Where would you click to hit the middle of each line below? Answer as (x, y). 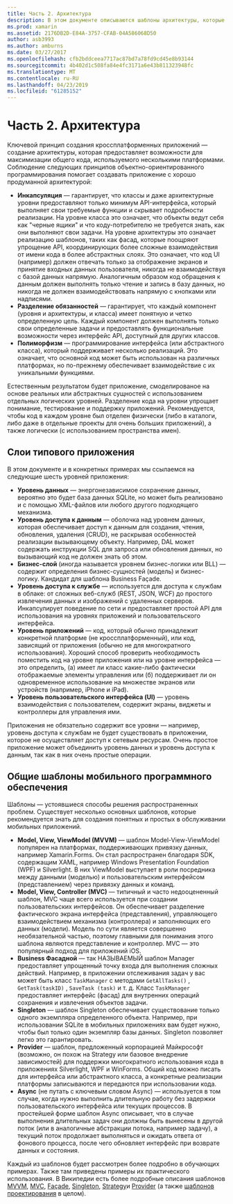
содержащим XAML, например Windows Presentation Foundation (113, 862)
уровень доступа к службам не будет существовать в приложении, (107, 732)
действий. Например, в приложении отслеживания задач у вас (111, 973)
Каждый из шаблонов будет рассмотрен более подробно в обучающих (113, 1164)
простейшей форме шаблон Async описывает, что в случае (105, 1113)
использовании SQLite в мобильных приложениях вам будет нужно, (119, 1025)
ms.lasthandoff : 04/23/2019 (48, 85)
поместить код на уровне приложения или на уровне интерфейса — (119, 660)
